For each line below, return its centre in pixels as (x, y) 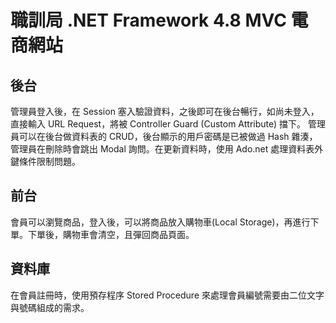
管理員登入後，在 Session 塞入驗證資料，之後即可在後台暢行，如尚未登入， (165, 111)
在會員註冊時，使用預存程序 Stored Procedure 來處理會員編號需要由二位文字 (167, 295)
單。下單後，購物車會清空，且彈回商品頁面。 (102, 234)
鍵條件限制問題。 (45, 161)
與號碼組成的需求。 (50, 307)
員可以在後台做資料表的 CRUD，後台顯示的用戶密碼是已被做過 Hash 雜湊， (164, 136)
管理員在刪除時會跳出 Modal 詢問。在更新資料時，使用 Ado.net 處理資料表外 (167, 149)
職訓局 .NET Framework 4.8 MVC (148, 20)
